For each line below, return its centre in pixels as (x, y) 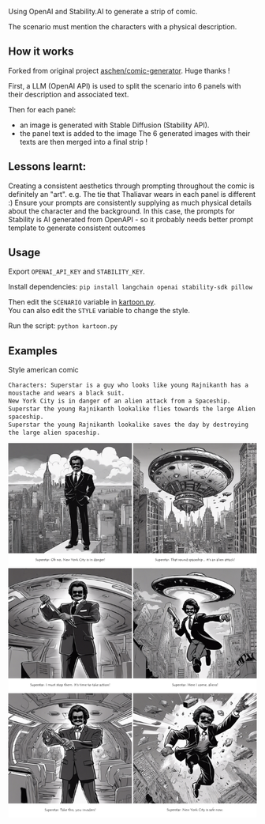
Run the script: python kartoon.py (63, 326)
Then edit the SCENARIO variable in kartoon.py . (82, 302)
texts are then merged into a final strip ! (84, 142)
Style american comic (43, 370)
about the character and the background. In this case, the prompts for (121, 211)
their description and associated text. (69, 94)
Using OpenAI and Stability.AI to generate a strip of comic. (103, 11)
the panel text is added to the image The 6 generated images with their (135, 133)
